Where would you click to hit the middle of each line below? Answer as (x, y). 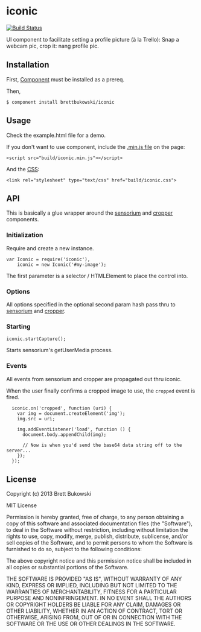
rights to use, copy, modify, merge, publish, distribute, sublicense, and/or (97, 536)
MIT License (22, 505)
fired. (13, 397)
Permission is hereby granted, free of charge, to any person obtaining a (95, 517)
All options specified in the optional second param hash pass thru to (91, 304)
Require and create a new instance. (50, 248)
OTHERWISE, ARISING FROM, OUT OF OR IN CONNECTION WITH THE (94, 618)
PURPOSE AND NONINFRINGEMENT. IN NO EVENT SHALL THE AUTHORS (99, 598)
